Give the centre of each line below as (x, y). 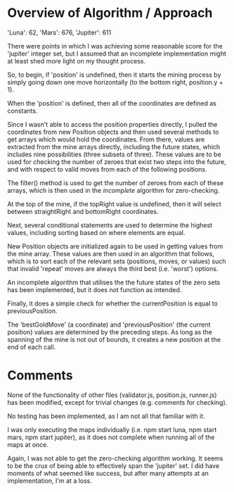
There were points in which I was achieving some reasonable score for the (115, 46)
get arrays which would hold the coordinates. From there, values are (106, 139)
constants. (22, 111)
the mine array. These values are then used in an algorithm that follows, (111, 253)
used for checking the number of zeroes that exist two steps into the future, (117, 162)
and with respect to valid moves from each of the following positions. (107, 169)
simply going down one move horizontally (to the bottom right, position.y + (115, 82)
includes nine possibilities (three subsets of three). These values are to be (114, 154)
